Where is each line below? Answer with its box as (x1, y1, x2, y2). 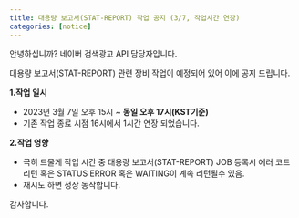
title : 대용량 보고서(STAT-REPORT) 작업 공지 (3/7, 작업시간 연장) (9, 13, 241, 23)
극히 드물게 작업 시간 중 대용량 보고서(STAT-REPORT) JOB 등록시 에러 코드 (22, 156, 291, 167)
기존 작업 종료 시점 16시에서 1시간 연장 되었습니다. (22, 118, 201, 129)
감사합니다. (9, 198, 49, 210)
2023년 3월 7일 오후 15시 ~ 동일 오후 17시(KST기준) (22, 106, 209, 117)
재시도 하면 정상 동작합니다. (22, 179, 121, 190)
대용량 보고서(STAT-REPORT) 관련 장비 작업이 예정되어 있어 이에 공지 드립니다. (9, 67, 291, 78)
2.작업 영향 (9, 137, 49, 148)
